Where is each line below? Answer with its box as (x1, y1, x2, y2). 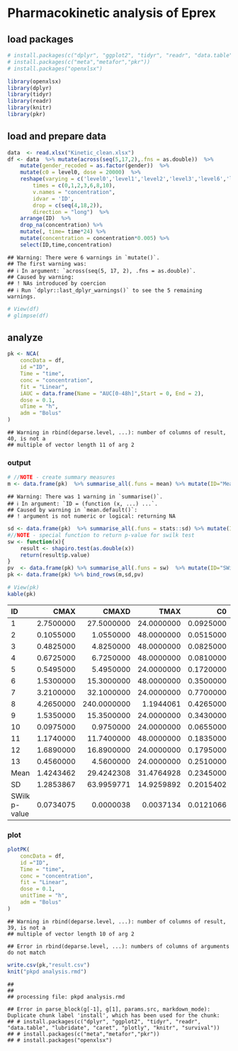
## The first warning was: (7, 260, 87, 267)
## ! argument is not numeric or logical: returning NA (7, 513, 176, 520)
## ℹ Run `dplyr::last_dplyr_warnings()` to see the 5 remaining (7, 287, 203, 294)
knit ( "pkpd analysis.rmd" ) (7, 968, 87, 975)
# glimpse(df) (7, 312, 50, 319)
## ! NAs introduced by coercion (7, 280, 106, 287)
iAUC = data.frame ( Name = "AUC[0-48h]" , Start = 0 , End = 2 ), (20, 390, 204, 397)
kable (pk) (7, 590, 37, 598)
